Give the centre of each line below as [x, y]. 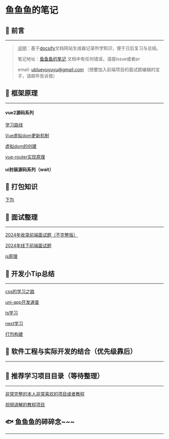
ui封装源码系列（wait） [29, 169]
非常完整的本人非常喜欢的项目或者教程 [45, 394]
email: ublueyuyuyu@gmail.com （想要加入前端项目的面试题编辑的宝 [89, 69]
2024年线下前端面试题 [28, 246]
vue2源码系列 [20, 113]
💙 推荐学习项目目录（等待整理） [55, 376]
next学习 [14, 324]
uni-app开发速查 [22, 302]
